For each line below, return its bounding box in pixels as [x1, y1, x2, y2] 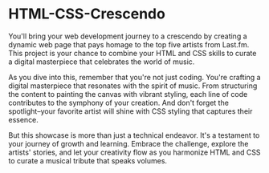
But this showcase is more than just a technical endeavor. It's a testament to [8, 130, 260, 140]
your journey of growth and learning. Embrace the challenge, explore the [8, 139, 249, 148]
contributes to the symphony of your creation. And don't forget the [8, 98, 229, 107]
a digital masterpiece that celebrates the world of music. [8, 57, 195, 66]
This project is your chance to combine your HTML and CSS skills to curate [8, 48, 257, 58]
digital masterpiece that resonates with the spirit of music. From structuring [8, 81, 258, 91]
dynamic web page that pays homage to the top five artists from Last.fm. [8, 39, 250, 49]
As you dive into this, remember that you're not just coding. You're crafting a [8, 72, 261, 82]
